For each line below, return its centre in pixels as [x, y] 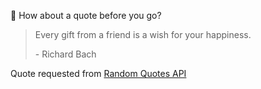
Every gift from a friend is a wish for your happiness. [143, 34]
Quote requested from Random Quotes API [98, 73]
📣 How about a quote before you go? [86, 15]
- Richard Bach [65, 54]
